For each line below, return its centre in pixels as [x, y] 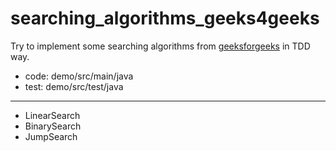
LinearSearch [52, 115]
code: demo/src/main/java [79, 76]
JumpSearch [51, 136]
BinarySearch [53, 126]
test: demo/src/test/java [74, 86]
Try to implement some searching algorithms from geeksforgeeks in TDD [160, 46]
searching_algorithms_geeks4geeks [165, 18]
